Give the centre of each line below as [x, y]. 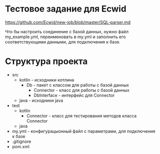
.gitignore [22, 141]
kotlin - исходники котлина [47, 80]
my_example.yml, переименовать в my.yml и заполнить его [65, 37]
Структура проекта [46, 62]
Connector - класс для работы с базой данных [81, 90]
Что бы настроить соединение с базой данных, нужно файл [67, 31]
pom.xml [21, 146]
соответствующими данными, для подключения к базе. [63, 42]
